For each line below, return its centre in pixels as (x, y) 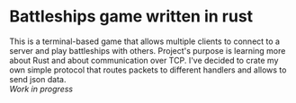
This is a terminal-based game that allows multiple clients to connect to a (145, 41)
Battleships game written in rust (131, 17)
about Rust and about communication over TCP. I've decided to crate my (144, 60)
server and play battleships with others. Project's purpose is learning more (148, 50)
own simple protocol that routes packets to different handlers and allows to (148, 70)
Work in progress (41, 89)
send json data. (38, 79)
